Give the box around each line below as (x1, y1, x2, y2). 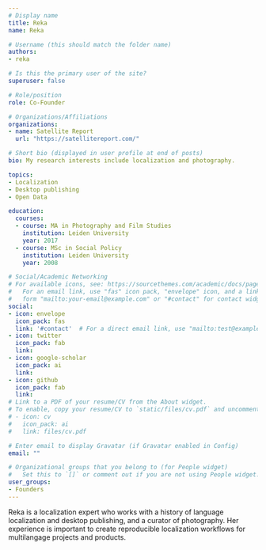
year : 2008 (22, 259, 59, 267)
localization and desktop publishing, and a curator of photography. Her (8, 515, 239, 525)
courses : (15, 214, 44, 222)
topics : (8, 171, 34, 179)
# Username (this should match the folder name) (8, 40, 172, 48)
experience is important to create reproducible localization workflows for (8, 524, 246, 533)
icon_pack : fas (15, 317, 66, 325)
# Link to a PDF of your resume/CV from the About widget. (8, 398, 207, 406)
